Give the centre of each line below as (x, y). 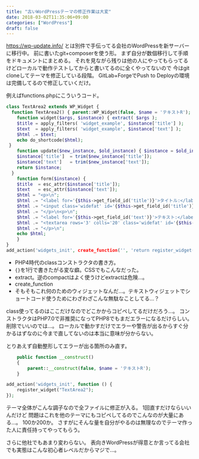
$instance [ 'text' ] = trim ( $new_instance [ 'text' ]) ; (83, 162)
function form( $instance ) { (51, 179)
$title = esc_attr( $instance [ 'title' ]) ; (68, 184)
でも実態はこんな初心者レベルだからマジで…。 (63, 450)
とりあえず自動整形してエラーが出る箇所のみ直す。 (68, 346)
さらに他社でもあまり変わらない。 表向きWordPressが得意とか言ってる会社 (98, 442)
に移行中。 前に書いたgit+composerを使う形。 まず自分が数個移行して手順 (97, 53)
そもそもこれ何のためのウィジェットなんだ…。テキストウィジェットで (100, 291)
